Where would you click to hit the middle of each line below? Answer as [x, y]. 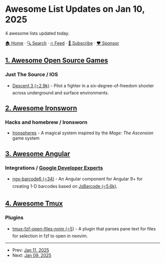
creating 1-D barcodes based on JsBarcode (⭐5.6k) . [65, 186]
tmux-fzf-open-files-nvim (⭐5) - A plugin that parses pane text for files [84, 228]
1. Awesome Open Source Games [56, 60]
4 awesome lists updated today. [37, 33]
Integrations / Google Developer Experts [54, 168]
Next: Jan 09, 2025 [32, 255]
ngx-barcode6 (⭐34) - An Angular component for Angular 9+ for [77, 179]
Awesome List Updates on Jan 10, [75, 9]
